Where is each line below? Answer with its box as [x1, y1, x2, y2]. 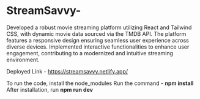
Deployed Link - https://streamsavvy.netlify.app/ [6, 67, 128, 75]
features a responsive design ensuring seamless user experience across [6, 36, 190, 44]
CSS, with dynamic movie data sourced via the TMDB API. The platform [6, 30, 187, 37]
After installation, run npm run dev [6, 86, 94, 93]
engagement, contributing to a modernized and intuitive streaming [6, 49, 173, 56]
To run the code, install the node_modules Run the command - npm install [6, 80, 194, 87]
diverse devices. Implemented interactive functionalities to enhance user [6, 43, 190, 50]
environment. [6, 56, 40, 63]
